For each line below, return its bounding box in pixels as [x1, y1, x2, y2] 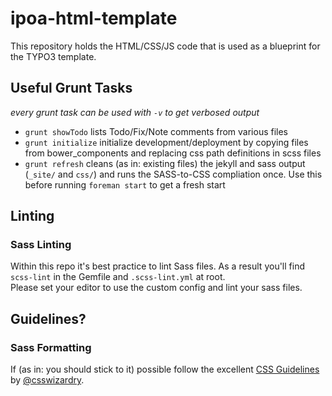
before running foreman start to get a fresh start [24, 178, 226, 191]
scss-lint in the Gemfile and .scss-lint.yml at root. [10, 271, 226, 283]
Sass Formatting [10, 340, 92, 354]
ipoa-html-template [10, 7, 178, 30]
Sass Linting [10, 238, 72, 252]
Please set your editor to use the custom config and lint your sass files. [10, 282, 303, 294]
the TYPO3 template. [10, 50, 97, 62]
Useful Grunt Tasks [10, 80, 133, 97]
